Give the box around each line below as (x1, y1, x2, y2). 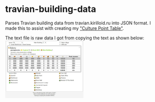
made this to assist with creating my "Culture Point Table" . (5, 25, 124, 31)
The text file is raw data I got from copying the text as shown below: (5, 35, 145, 41)
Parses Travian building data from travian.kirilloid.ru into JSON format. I (5, 20, 151, 26)
